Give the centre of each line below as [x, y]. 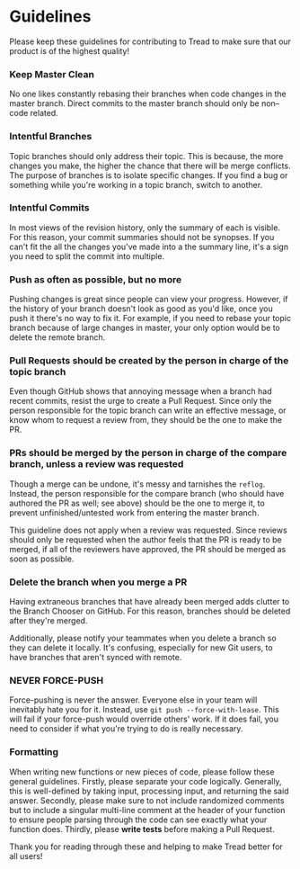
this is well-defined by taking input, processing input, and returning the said [149, 791]
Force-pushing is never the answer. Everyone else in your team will [133, 700]
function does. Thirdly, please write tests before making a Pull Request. [142, 829]
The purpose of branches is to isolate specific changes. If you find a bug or [149, 175]
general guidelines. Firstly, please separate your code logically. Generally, [146, 781]
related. [44, 113]
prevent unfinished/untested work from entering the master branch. [134, 512]
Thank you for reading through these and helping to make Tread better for [146, 847]
